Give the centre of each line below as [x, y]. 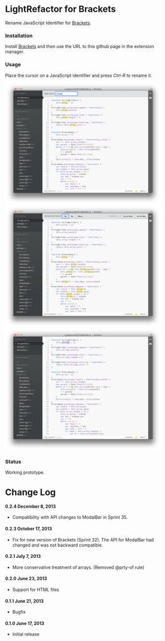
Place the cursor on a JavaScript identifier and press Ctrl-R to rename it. [79, 75]
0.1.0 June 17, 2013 [25, 623]
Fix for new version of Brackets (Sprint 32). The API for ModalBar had [83, 540]
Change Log [30, 492]
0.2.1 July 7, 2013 [23, 556]
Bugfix [19, 612]
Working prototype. [25, 472]
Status [13, 461]
